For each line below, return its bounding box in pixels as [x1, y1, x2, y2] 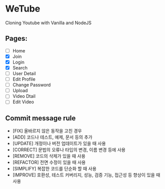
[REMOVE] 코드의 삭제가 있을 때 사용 [12, 153, 86, 159]
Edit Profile [12, 76, 36, 82]
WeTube [5, 3, 40, 15]
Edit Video [12, 99, 34, 105]
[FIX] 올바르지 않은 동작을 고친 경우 [12, 128, 82, 134]
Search [12, 65, 28, 71]
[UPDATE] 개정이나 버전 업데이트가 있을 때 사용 [12, 141, 106, 147]
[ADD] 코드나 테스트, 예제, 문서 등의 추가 [12, 134, 92, 140]
